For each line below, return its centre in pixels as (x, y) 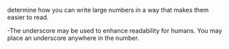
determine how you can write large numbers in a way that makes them (108, 10)
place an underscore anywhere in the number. (73, 38)
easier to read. (28, 17)
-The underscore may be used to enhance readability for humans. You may (115, 31)
